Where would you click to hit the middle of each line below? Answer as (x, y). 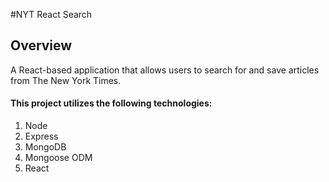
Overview (41, 45)
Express (41, 136)
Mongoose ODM (58, 158)
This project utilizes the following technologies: (111, 103)
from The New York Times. (66, 80)
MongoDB (45, 147)
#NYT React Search (51, 14)
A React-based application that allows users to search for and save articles (165, 70)
